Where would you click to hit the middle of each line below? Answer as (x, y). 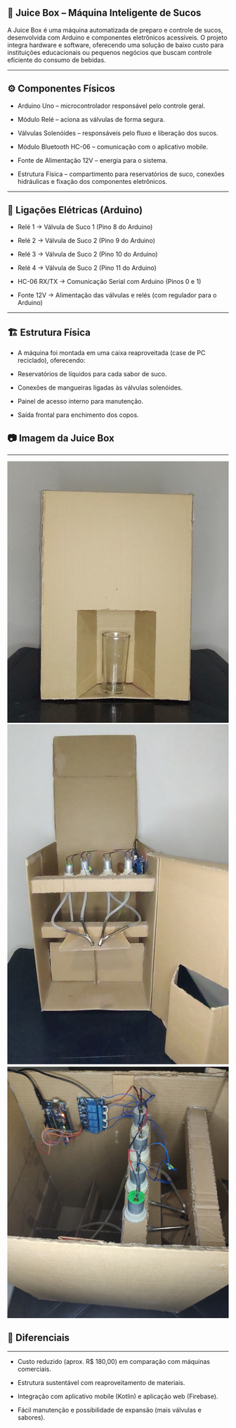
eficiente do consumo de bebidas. (57, 60)
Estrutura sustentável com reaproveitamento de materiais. (101, 1382)
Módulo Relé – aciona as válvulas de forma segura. (91, 119)
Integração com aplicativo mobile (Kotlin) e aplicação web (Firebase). (118, 1396)
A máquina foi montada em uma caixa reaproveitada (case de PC (111, 353)
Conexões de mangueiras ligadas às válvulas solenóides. (100, 387)
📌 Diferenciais (39, 1338)
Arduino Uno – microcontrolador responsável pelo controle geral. (111, 106)
